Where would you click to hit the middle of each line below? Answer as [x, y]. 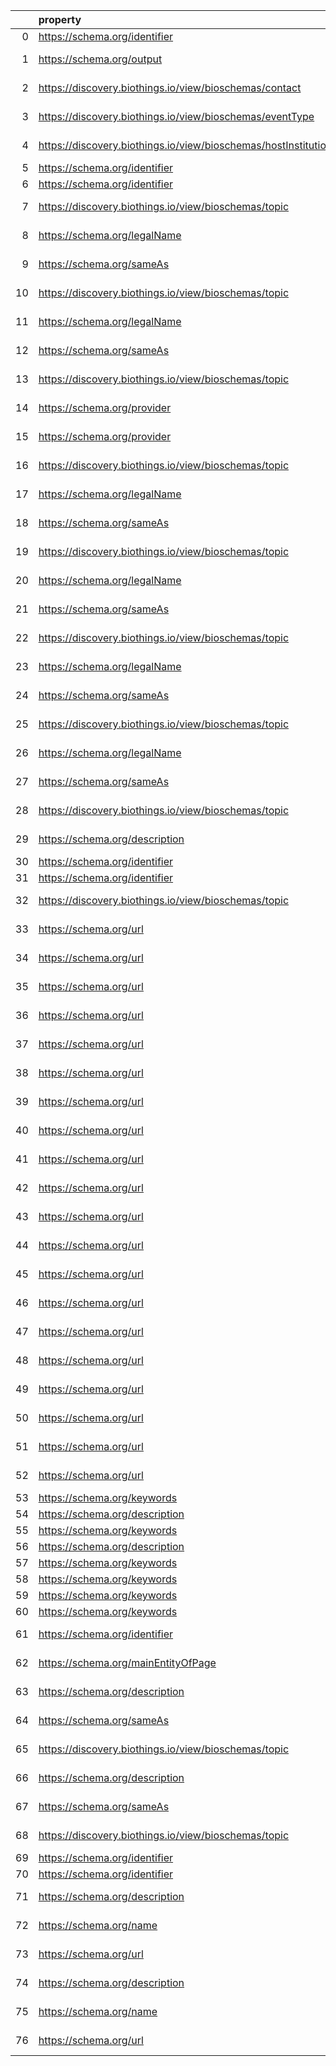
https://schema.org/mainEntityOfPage [127, 1662]
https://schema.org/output [100, 59]
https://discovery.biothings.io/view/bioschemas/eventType [176, 116]
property [60, 19]
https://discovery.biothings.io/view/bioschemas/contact [170, 87]
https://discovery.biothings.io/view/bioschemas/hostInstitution [185, 145]
